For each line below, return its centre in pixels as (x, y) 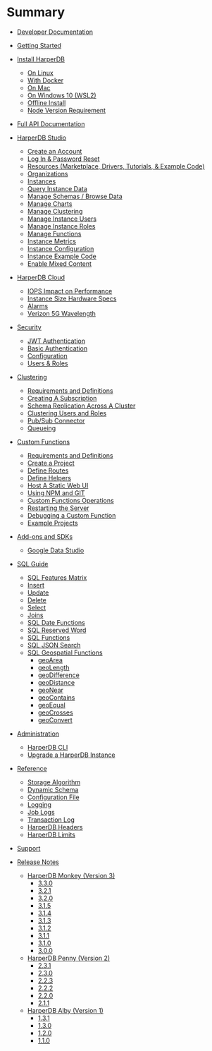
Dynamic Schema (53, 789)
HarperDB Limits (51, 834)
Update (38, 593)
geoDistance (56, 682)
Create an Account (55, 151)
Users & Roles (48, 363)
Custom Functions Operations (70, 500)
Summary (36, 12)
